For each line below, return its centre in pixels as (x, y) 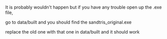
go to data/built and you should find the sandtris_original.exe (68, 22)
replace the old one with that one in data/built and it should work (73, 32)
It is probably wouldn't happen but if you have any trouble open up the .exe (83, 7)
